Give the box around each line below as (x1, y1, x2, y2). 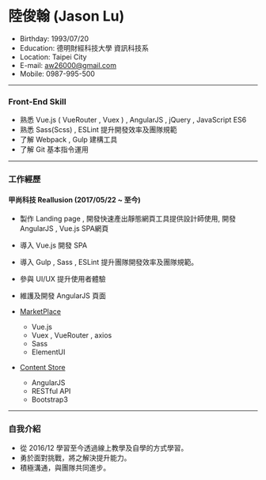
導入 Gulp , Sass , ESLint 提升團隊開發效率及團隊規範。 (19, 258, 199, 267)
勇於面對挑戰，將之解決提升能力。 (19, 452, 131, 463)
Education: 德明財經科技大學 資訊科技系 (19, 43, 149, 52)
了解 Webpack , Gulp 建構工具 (19, 135, 118, 145)
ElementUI (31, 347, 66, 357)
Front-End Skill (8, 96, 66, 107)
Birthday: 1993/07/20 (19, 33, 89, 43)
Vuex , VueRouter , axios (31, 331, 112, 340)
